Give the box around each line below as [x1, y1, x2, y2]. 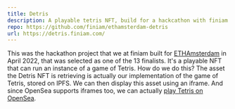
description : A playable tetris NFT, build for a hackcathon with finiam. [7, 17, 231, 24]
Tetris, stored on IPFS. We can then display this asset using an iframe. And [7, 79, 224, 88]
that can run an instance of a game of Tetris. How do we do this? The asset [7, 64, 225, 72]
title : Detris [7, 10, 49, 18]
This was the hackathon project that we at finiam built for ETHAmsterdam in [7, 49, 227, 58]
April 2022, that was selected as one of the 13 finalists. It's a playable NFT [7, 57, 222, 65]
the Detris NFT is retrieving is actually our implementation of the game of [7, 72, 219, 80]
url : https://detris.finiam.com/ [7, 30, 106, 37]
